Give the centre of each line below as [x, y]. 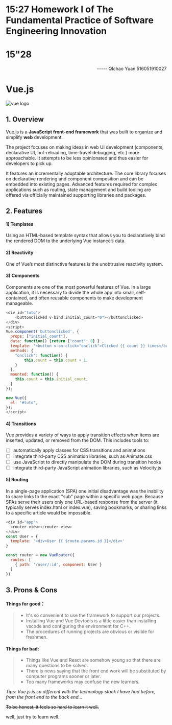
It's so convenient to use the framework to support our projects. [93, 615]
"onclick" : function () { [41, 355]
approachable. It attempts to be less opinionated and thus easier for [77, 158]
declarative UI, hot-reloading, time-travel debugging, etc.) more [73, 152]
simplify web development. [34, 137]
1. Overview [25, 119]
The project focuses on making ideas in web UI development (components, [85, 147]
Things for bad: [23, 649]
